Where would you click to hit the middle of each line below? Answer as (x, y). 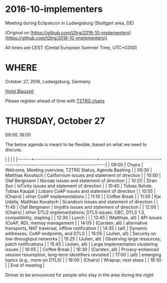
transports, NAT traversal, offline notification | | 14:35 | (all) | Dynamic (77, 228)
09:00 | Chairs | (127, 164)
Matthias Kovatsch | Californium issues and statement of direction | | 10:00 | (83, 175)
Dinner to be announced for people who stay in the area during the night (80, 275)
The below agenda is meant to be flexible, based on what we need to (76, 144)
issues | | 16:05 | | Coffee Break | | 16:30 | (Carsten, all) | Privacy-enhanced (82, 249)
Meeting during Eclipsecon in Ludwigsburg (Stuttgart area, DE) (70, 23)
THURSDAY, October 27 (55, 121)
